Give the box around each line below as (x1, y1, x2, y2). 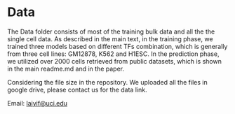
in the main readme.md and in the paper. (7, 64, 125, 73)
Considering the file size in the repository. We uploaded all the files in (7, 78, 208, 86)
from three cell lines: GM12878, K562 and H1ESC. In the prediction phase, (7, 50, 220, 58)
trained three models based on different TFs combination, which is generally (7, 42, 228, 50)
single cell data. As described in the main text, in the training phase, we (7, 34, 213, 43)
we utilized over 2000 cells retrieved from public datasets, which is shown (7, 57, 222, 65)
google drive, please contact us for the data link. (7, 85, 147, 94)
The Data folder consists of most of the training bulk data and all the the (7, 27, 215, 36)
